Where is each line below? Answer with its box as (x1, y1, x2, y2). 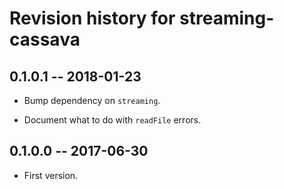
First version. (23, 169, 79, 181)
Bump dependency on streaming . (23, 95, 161, 106)
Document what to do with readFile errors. (23, 114, 202, 126)
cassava (9, 28, 81, 51)
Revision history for (9, 7, 176, 30)
